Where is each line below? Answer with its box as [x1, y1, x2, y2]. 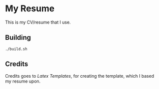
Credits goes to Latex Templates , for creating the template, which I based [5, 73, 154, 79]
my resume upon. [5, 78, 41, 84]
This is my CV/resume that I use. [5, 19, 71, 25]
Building [5, 33, 31, 42]
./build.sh [5, 46, 28, 52]
